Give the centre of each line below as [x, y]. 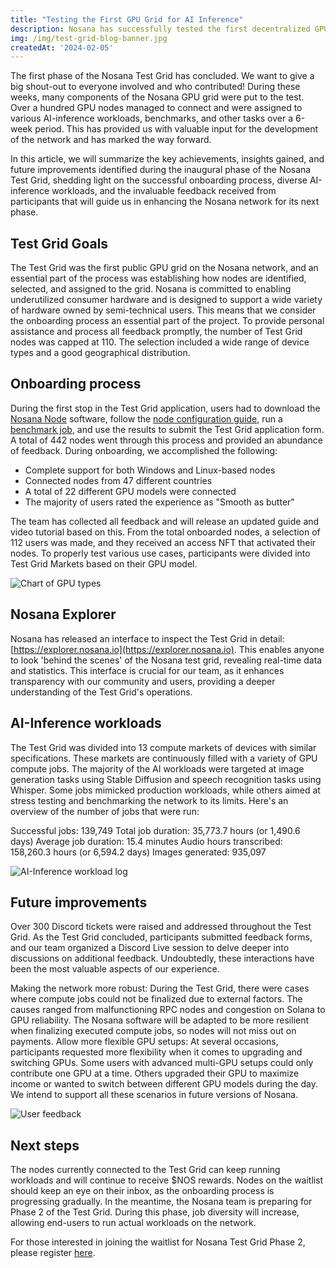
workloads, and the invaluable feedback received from [164, 191]
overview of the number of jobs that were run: [105, 811]
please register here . [53, 1253]
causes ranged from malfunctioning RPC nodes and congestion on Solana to [168, 1010]
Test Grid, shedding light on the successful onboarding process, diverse [159, 180]
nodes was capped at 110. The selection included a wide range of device [160, 342]
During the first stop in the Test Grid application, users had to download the [165, 408]
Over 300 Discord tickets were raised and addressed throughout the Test [161, 927]
